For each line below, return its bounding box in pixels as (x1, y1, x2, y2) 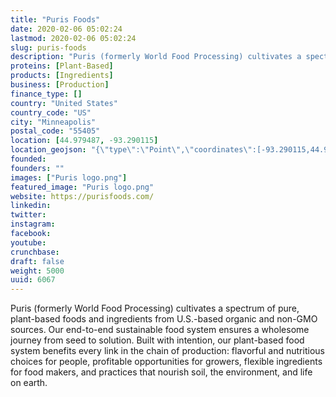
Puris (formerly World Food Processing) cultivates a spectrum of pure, (10, 302, 300, 315)
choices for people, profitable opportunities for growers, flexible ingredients (10, 356, 323, 368)
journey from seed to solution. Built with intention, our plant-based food (10, 334, 305, 346)
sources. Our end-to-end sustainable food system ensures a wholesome (10, 324, 310, 336)
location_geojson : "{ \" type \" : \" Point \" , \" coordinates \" (10, 145, 253, 155)
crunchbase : (10, 247, 60, 257)
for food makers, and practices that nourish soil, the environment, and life (10, 366, 313, 378)
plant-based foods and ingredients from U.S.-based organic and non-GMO (10, 313, 318, 325)
